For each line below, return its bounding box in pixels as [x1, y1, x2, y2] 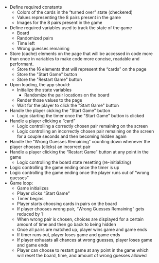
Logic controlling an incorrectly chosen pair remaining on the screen [17, 129, 154, 134]
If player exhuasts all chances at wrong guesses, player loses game [17, 237, 153, 243]
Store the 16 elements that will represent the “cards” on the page [17, 66, 147, 72]
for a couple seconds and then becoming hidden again [17, 133, 127, 139]
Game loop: [9, 180, 33, 186]
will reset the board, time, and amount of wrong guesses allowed [17, 253, 147, 258]
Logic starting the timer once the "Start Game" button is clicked [17, 113, 144, 118]
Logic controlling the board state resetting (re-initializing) [17, 159, 131, 165]
